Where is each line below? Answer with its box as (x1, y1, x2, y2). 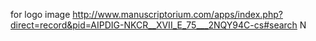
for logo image (10, 9, 71, 20)
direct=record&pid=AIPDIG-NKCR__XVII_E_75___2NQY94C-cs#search (10, 19, 298, 31)
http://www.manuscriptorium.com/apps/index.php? (72, 9, 283, 20)
